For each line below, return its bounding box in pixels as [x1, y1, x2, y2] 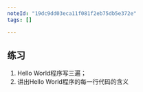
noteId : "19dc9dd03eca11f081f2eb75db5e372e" [7, 10, 137, 17]
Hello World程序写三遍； [16, 69, 87, 78]
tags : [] [7, 16, 32, 23]
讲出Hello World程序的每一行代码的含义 [16, 78, 129, 86]
